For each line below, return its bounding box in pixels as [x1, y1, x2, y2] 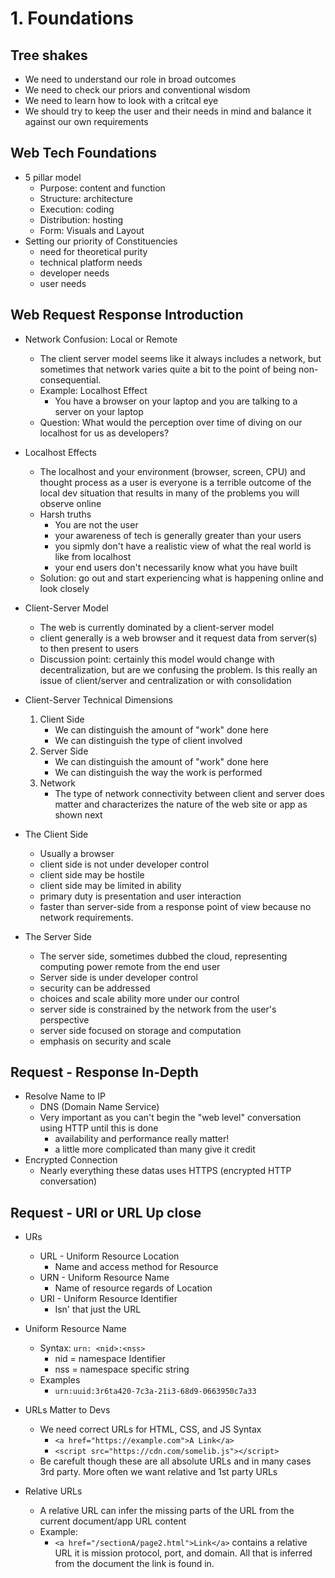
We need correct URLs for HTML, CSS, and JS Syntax [39, 1423, 262, 1436]
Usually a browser [39, 847, 115, 859]
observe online [39, 497, 102, 509]
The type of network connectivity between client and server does [54, 787, 325, 799]
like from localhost [54, 550, 132, 562]
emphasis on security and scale [39, 1035, 172, 1047]
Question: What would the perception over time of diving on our [39, 416, 303, 428]
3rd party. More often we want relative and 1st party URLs [39, 1466, 278, 1478]
